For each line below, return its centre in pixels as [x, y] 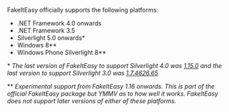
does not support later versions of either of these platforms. [92, 101]
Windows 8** [37, 45]
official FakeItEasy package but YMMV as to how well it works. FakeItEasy [113, 93]
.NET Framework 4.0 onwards [59, 23]
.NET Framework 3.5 [46, 31]
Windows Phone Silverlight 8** [61, 52]
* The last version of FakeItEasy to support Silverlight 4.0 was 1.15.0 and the [114, 66]
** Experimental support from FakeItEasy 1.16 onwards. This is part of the [111, 86]
